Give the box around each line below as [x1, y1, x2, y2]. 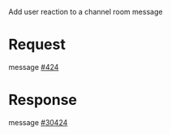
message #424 [8, 62, 59, 72]
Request [8, 36, 66, 54]
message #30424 [8, 117, 68, 127]
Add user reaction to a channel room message [8, 7, 164, 16]
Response [8, 91, 78, 109]
